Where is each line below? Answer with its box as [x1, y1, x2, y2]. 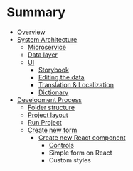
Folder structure [27, 103, 75, 111]
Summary [6, 4, 65, 21]
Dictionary [38, 88, 69, 96]
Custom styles [48, 155, 92, 164]
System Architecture [16, 35, 78, 43]
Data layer [27, 50, 58, 59]
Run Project [27, 118, 62, 126]
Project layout [27, 111, 68, 119]
